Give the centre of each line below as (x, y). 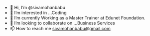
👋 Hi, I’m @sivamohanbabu (38, 8)
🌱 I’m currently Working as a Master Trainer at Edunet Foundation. (77, 18)
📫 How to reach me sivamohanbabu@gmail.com (60, 28)
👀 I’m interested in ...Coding (38, 13)
